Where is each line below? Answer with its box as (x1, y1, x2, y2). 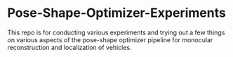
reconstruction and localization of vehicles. (7, 43, 132, 51)
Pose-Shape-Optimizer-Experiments (7, 5, 226, 21)
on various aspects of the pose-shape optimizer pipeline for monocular (7, 35, 213, 44)
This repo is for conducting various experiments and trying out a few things (7, 28, 225, 37)
